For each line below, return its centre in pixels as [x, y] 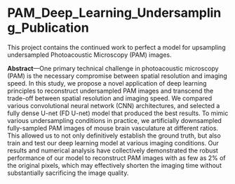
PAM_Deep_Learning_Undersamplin [114, 13]
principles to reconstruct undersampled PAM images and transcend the [110, 91]
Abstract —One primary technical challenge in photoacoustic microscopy [113, 68]
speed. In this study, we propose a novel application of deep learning [107, 83]
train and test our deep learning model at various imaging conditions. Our [113, 143]
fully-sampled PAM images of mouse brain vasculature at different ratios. [113, 128]
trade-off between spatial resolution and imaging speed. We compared [110, 98]
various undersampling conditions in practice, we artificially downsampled [115, 120]
